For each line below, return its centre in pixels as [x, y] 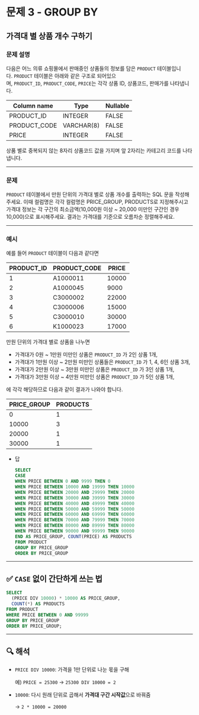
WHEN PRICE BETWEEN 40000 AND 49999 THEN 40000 [75, 503]
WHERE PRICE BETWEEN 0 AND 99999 [47, 615]
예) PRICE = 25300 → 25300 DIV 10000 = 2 [65, 682]
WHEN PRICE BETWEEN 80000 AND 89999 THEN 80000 [75, 526]
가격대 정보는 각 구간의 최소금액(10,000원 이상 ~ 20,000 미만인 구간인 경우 [93, 209]
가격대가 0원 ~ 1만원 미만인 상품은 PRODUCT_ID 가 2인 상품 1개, [86, 355]
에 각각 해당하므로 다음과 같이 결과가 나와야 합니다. [65, 389]
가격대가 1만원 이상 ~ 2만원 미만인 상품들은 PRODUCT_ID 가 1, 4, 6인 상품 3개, [102, 362]
